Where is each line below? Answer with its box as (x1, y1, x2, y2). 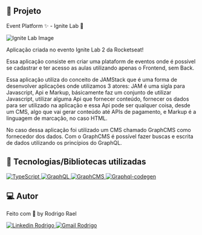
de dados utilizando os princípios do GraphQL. (6, 139, 122, 146)
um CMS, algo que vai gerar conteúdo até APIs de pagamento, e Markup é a (6, 108, 197, 115)
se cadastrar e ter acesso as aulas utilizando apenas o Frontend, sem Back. (6, 64, 195, 71)
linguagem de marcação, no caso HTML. (6, 114, 108, 122)
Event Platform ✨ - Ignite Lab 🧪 (6, 22, 84, 29)
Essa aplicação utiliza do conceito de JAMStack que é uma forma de (6, 76, 177, 83)
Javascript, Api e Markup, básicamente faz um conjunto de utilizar (6, 88, 172, 96)
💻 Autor (6, 191, 39, 202)
